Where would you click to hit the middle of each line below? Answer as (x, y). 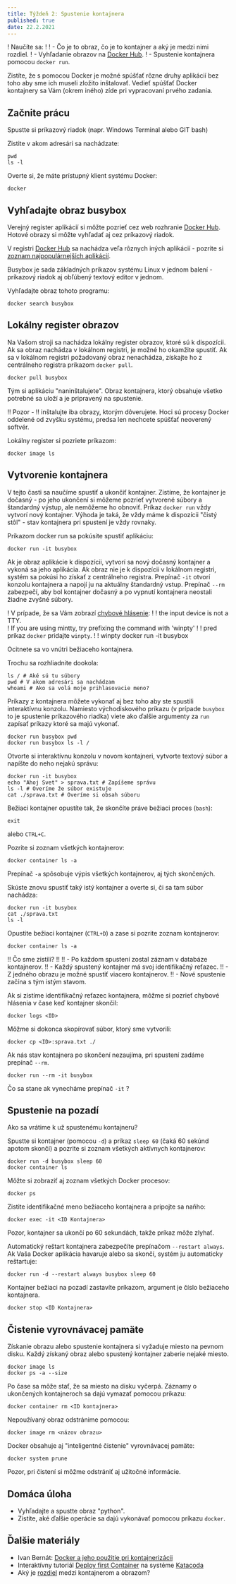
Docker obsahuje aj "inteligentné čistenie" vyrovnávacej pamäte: (101, 1446)
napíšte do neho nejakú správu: (53, 763)
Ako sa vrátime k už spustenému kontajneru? (73, 1127)
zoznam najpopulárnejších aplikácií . (59, 256)
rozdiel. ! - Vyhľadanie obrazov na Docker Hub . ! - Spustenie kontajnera (111, 54)
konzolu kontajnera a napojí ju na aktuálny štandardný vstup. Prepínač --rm (116, 584)
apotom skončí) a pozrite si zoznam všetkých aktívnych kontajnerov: (107, 1149)
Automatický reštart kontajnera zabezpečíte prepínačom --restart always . (116, 1247)
